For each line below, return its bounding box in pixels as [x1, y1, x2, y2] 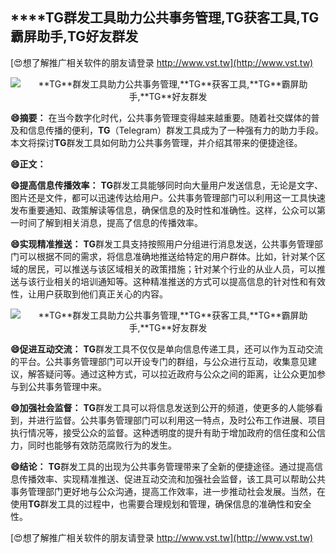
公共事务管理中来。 [27, 380, 107, 392]
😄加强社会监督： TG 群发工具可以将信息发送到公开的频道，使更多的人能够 [10, 401, 315, 413]
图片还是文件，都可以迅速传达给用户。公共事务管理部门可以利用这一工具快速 [10, 191, 326, 203]
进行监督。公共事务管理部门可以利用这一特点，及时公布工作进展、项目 [36, 414, 326, 426]
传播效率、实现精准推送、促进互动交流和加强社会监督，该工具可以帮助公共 [18, 473, 326, 485]
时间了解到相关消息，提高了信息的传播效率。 [18, 216, 203, 228]
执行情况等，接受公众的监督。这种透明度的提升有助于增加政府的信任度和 [10, 426, 308, 438]
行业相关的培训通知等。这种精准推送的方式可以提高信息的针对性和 [36, 275, 308, 287]
